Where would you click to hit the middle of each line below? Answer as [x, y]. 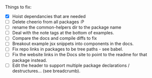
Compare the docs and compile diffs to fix [54, 38]
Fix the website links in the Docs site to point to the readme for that [80, 55]
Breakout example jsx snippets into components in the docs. [73, 44]
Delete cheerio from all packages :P [48, 22]
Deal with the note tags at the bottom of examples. [63, 33]
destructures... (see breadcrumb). [46, 71]
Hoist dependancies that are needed [49, 16]
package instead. [30, 60]
